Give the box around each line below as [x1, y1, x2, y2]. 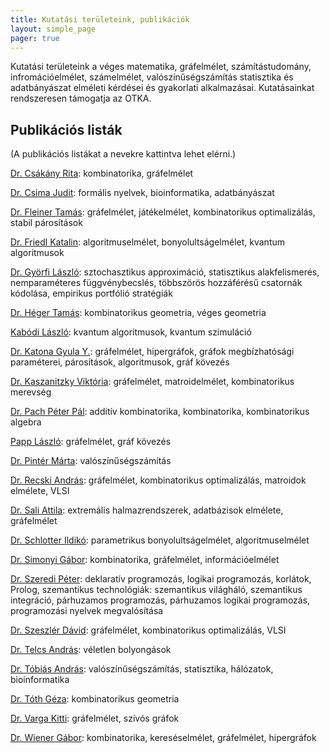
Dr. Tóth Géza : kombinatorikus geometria [10, 693, 180, 705]
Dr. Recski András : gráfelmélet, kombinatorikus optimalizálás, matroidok [10, 474, 307, 486]
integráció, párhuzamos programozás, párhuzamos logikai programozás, [10, 594, 311, 606]
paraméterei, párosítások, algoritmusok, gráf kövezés [10, 356, 230, 368]
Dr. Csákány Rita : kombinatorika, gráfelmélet [10, 167, 194, 180]
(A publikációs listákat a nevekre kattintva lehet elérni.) [10, 148, 237, 160]
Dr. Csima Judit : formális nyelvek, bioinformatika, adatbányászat [10, 187, 275, 199]
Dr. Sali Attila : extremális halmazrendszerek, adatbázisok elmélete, [10, 504, 284, 516]
